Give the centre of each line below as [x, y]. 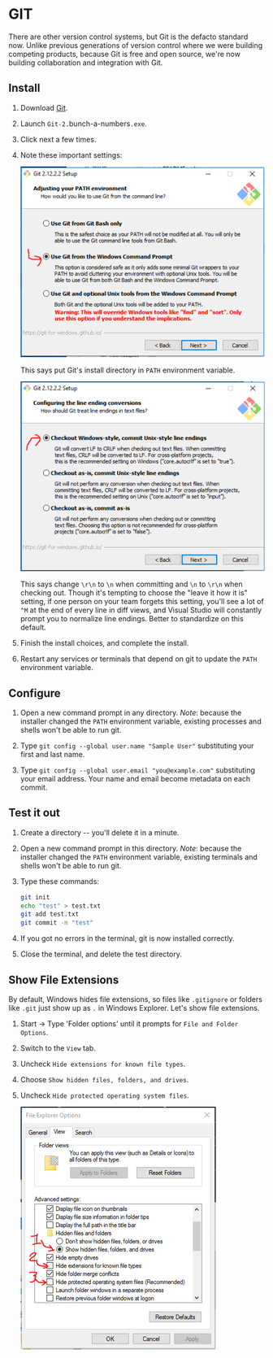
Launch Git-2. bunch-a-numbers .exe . [84, 124]
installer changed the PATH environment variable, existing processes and [141, 721]
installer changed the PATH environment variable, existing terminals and [139, 857]
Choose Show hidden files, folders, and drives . [104, 1080]
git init [35, 897]
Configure [35, 693]
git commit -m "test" [57, 923]
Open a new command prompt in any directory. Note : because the [131, 712]
